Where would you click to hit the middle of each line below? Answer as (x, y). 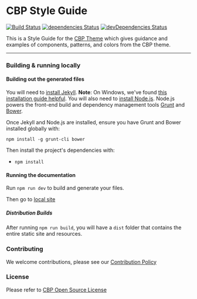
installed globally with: (33, 129)
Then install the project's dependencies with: (60, 150)
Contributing (25, 249)
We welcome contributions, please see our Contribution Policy (81, 261)
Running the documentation (41, 175)
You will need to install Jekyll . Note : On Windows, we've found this (86, 93)
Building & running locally (43, 65)
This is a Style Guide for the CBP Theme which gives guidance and (87, 38)
